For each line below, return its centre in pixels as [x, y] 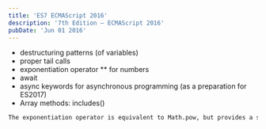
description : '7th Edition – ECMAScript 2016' [86, 23]
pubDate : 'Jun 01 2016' [47, 30]
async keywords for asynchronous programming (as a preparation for [133, 86]
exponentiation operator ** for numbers [84, 70]
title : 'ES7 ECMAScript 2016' [58, 15]
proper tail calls [45, 61]
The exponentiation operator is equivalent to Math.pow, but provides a [131, 118]
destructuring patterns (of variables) [79, 53]
